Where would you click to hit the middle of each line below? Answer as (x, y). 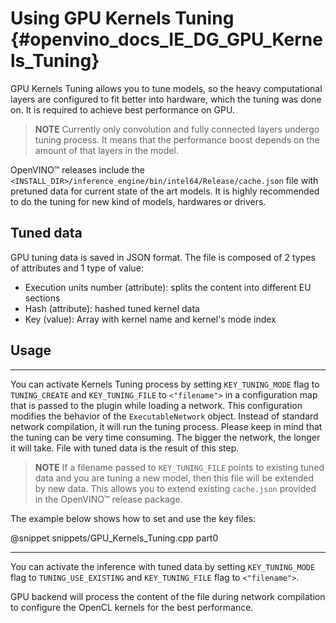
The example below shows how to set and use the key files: (133, 518)
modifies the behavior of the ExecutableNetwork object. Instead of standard (164, 416)
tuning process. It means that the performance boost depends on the (177, 139)
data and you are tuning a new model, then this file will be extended (174, 478)
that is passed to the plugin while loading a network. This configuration (156, 405)
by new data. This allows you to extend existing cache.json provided (175, 488)
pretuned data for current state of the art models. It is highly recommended (165, 191)
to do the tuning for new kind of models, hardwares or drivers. (138, 201)
